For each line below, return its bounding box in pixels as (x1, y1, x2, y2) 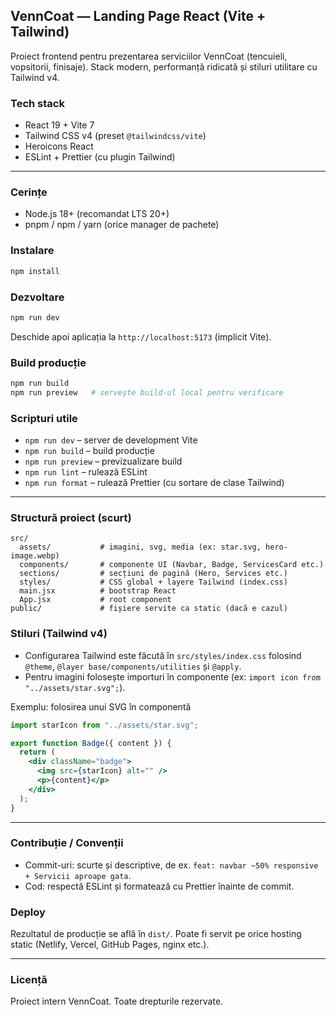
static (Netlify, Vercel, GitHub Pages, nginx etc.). (10, 939, 210, 951)
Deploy (10, 905, 46, 919)
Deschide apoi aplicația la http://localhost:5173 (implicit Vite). (10, 330, 272, 343)
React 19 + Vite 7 (24, 119, 95, 131)
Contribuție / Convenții (10, 836, 124, 850)
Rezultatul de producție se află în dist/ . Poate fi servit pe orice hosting (10, 928, 302, 940)
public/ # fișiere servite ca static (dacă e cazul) (10, 604, 288, 614)
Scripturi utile (10, 411, 78, 425)
